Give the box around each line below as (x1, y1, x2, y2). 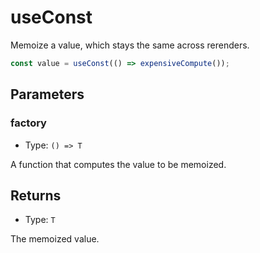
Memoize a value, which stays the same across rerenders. (10, 39, 250, 51)
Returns (10, 187, 62, 204)
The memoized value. (10, 233, 100, 245)
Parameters (10, 86, 85, 103)
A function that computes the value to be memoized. (10, 158, 227, 170)
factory (10, 116, 47, 130)
